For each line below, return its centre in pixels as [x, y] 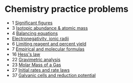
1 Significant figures [32, 23]
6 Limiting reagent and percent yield [49, 43]
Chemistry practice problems [66, 9]
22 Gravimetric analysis [36, 59]
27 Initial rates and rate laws [41, 70]
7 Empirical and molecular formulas [48, 49]
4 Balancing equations [35, 33]
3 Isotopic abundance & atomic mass [50, 28]
